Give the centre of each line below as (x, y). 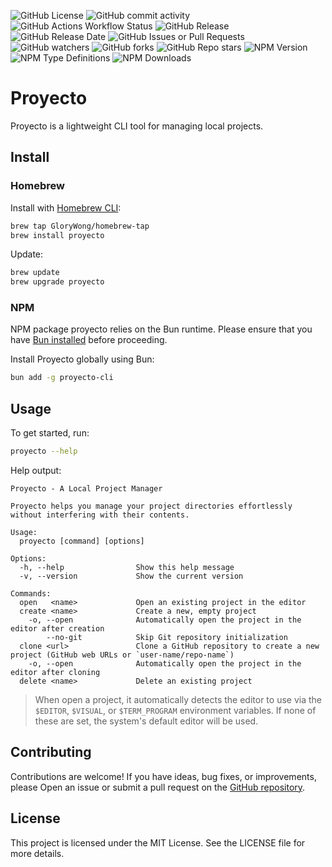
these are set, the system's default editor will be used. (146, 721)
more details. (37, 853)
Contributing (51, 752)
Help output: (36, 470)
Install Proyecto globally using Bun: (82, 359)
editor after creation (57, 628)
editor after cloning (55, 672)
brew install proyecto (57, 235)
